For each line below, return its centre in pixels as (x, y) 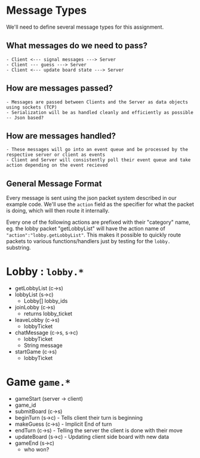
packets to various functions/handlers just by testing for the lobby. (88, 241)
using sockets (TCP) (32, 107)
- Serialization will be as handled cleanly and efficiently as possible (100, 112)
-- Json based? (25, 118)
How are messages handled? (61, 136)
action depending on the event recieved (57, 165)
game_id (25, 405)
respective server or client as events (56, 155)
